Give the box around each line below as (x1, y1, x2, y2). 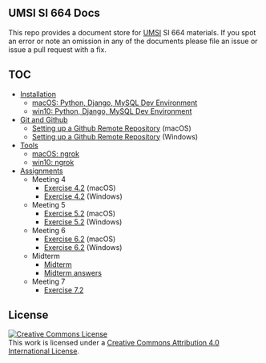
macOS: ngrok (31, 148, 80, 159)
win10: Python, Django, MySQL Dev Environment (31, 106, 192, 115)
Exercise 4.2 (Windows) (43, 192, 123, 201)
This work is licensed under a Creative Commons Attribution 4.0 (8, 338, 220, 348)
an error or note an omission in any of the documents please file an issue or (8, 36, 258, 46)
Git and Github (19, 115, 68, 124)
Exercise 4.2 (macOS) (43, 183, 116, 192)
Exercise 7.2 (43, 284, 84, 295)
